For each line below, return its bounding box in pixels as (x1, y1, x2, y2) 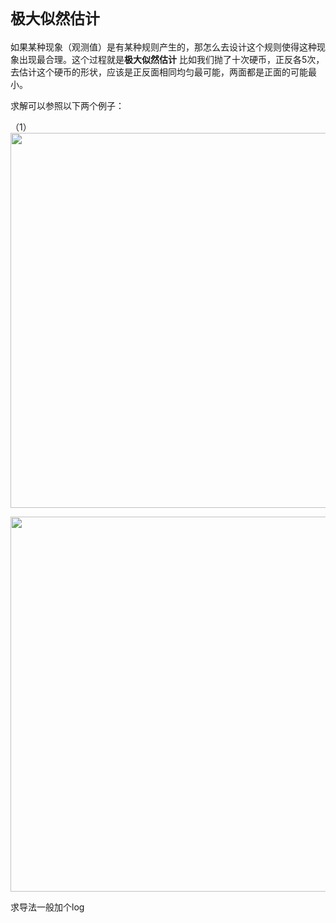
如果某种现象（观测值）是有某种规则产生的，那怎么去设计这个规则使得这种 (10, 41, 317, 53)
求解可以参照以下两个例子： (10, 99, 125, 111)
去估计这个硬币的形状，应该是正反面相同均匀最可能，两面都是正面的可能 (10, 66, 308, 78)
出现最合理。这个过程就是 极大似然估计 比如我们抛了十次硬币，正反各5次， (18, 53, 325, 65)
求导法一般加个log (10, 901, 85, 913)
